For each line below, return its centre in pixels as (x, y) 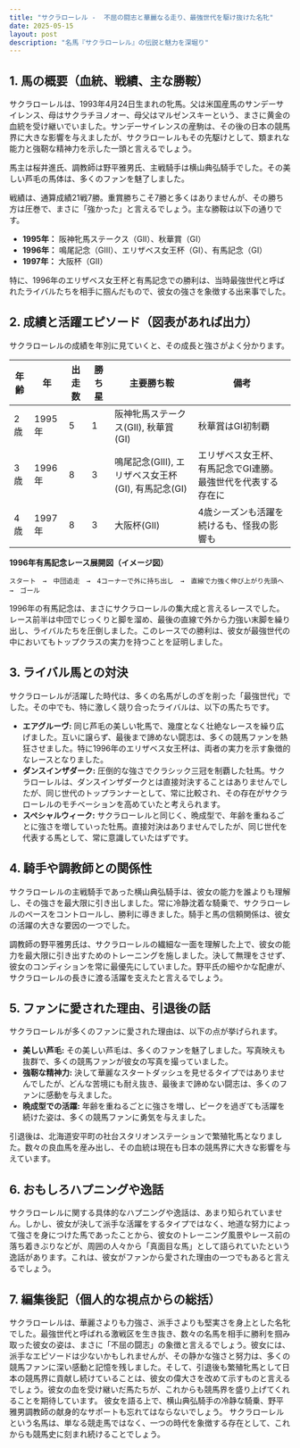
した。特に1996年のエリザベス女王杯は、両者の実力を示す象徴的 (172, 748)
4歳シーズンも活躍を (241, 512)
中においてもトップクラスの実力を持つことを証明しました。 (118, 641)
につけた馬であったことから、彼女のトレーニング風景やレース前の (169, 1235)
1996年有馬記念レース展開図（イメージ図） (89, 562)
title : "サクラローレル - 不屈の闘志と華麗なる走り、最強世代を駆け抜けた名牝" (142, 17)
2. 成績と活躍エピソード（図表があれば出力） (133, 322)
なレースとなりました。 (65, 759)
